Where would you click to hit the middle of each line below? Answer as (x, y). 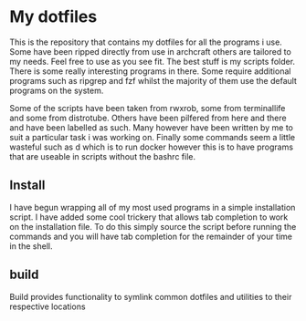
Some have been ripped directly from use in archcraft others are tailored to (151, 51)
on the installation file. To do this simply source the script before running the (153, 226)
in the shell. (31, 246)
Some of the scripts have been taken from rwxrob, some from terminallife (148, 108)
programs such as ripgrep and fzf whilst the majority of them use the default (153, 80)
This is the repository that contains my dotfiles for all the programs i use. (146, 42)
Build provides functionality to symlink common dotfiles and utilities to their (151, 296)
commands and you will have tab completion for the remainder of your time (151, 236)
